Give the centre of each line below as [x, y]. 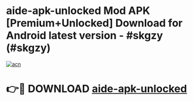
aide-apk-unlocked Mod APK [78, 11]
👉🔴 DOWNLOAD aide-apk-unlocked [97, 89]
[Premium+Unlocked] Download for [94, 23]
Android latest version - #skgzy [84, 36]
